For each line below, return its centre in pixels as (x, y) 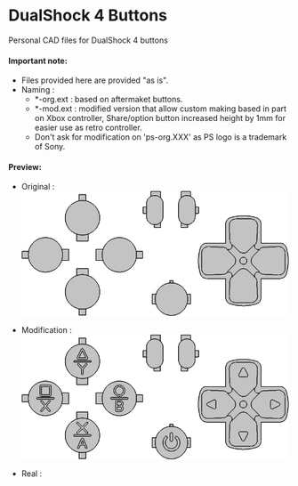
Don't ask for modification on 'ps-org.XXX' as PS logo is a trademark (161, 137)
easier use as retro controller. (89, 128)
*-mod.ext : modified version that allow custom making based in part (160, 109)
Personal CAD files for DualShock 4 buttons (88, 40)
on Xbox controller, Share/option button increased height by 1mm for (160, 118)
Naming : (38, 90)
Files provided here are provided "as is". (95, 80)
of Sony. (50, 147)
